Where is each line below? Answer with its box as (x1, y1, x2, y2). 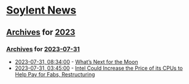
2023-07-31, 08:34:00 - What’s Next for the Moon (14, 58, 138, 65)
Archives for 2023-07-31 (6, 45, 80, 53)
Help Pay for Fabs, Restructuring (14, 70, 95, 77)
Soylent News (6, 4, 76, 17)
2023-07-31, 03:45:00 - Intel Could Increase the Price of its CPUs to (14, 64, 183, 72)
